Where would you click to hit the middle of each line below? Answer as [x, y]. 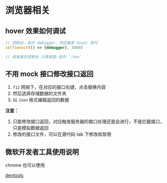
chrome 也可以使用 [25, 165]
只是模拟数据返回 [31, 128]
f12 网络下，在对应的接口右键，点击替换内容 [59, 87]
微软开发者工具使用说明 [42, 152]
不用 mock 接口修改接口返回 [49, 74]
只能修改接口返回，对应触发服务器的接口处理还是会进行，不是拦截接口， [88, 122]
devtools [15, 175]
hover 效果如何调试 [36, 31]
